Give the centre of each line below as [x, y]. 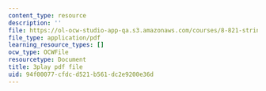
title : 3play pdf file [46, 67]
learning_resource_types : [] [56, 45]
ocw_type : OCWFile [38, 52]
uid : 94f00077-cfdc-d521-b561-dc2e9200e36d [81, 74]
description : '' [35, 23]
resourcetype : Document [47, 60]
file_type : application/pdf [55, 38]
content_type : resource [47, 15]
